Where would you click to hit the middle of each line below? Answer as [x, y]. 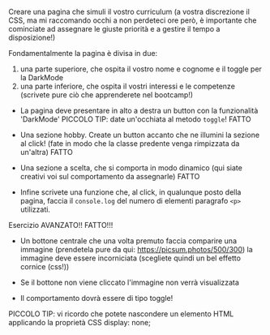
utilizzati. [35, 209]
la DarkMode [41, 77]
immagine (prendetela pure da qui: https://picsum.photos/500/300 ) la [136, 249]
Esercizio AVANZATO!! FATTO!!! [61, 225]
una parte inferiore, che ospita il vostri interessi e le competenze [127, 86]
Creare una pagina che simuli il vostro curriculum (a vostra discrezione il [129, 12]
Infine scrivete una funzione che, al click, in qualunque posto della [131, 192]
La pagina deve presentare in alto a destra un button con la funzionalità [139, 110]
